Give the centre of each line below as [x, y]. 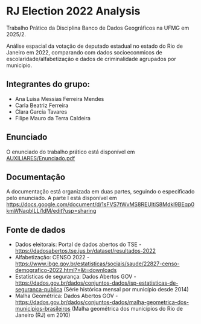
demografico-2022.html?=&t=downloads [66, 270]
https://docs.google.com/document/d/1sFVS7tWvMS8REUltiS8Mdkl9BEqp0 [101, 204]
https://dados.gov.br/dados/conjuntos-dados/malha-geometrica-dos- [102, 302]
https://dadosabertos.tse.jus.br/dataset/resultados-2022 [85, 251]
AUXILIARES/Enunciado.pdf [41, 158]
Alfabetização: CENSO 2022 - [52, 258]
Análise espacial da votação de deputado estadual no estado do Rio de [94, 46]
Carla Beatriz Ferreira [42, 105]
